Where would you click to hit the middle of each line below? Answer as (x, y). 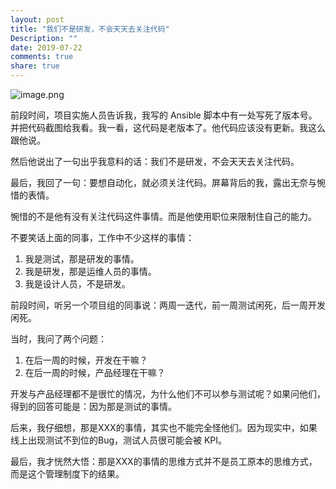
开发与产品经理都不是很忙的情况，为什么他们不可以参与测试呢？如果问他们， (168, 394)
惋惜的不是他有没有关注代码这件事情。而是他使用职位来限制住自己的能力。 (163, 216)
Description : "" (44, 38)
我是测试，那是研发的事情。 (82, 259)
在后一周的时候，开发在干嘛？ (86, 360)
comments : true (42, 57)
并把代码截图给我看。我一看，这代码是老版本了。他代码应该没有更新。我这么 (168, 127)
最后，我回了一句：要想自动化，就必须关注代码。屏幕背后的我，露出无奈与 (163, 182)
